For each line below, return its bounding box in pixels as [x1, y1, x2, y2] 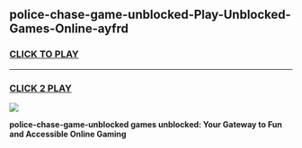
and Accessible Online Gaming [9, 128, 127, 139]
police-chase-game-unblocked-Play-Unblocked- [9, 7, 292, 22]
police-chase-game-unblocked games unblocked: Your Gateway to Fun [9, 118, 283, 129]
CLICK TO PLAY [9, 48, 79, 61]
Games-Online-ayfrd [9, 22, 129, 37]
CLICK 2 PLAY [9, 82, 72, 94]
